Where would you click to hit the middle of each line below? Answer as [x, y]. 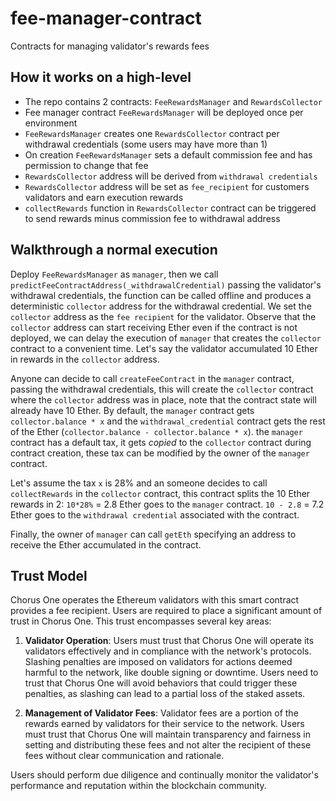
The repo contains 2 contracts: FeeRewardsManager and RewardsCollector [173, 101]
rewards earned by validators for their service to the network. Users [164, 724]
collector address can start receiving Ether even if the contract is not [154, 327]
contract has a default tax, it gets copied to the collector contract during [161, 442]
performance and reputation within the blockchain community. [138, 786]
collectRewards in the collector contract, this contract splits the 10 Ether [160, 493]
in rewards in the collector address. [85, 359]
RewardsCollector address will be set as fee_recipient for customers [167, 186]
